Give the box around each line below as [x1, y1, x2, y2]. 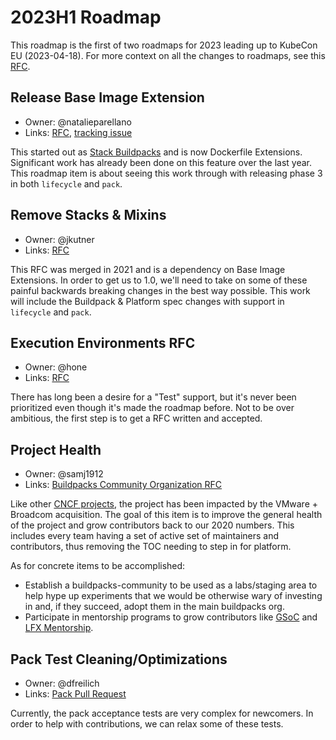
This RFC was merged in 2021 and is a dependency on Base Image [10, 263, 286, 275]
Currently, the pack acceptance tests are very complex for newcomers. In [10, 707, 314, 719]
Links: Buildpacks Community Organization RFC [24, 479, 223, 491]
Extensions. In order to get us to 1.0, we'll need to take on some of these [10, 274, 308, 286]
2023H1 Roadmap [10, 6, 162, 29]
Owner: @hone [24, 361, 88, 373]
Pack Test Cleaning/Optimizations [10, 651, 228, 668]
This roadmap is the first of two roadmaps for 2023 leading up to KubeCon [10, 39, 318, 51]
